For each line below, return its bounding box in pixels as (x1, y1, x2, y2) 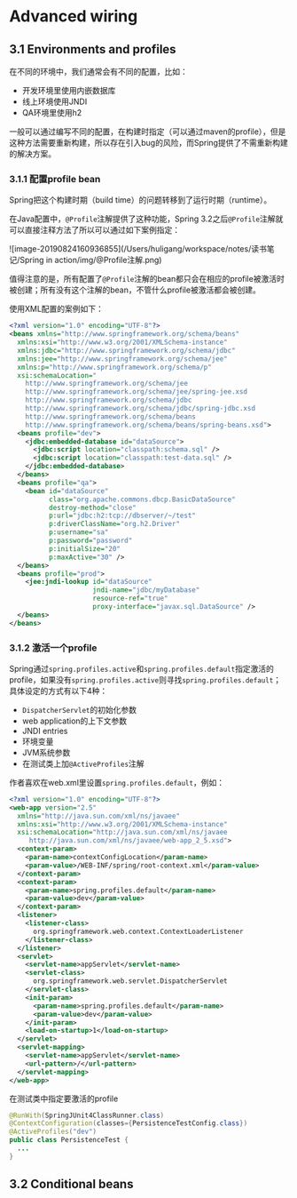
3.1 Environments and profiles (9, 42, 176, 57)
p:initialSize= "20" (48, 544, 121, 553)
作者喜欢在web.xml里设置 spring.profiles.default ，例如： (9, 777, 224, 787)
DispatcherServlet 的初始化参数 (21, 704, 137, 715)
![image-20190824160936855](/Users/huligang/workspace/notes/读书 (9, 244, 268, 254)
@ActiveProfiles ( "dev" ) (9, 1127, 98, 1137)
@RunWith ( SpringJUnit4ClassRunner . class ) (9, 1111, 165, 1120)
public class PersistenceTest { (9, 1136, 129, 1145)
